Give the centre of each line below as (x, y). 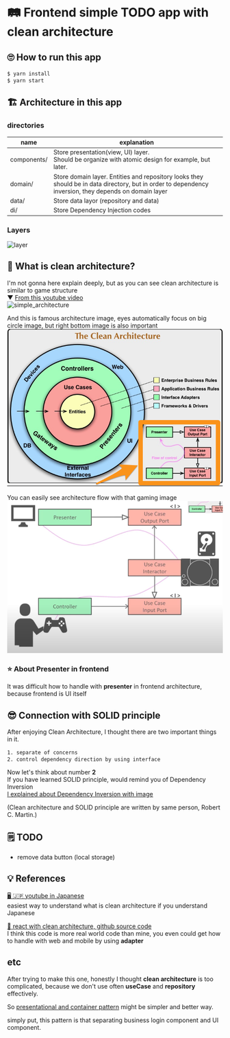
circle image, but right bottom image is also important (82, 325)
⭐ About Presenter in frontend (58, 669)
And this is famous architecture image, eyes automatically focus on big (107, 318)
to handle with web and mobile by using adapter (75, 941)
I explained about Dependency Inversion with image (80, 794)
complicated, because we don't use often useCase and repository (101, 986)
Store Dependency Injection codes (102, 210)
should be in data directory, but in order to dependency (131, 184)
